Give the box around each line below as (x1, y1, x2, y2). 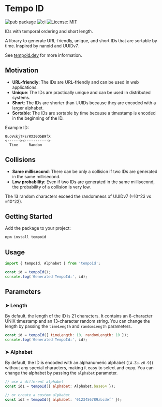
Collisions (5, 156, 36, 164)
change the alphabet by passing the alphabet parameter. (5, 370, 118, 376)
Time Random (9, 142, 42, 147)
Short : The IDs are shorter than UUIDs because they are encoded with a (12, 100, 156, 106)
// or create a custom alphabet (5, 393, 70, 398)
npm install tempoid (5, 235, 47, 240)
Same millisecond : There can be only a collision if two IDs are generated (12, 168, 158, 174)
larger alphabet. (12, 105, 44, 110)
